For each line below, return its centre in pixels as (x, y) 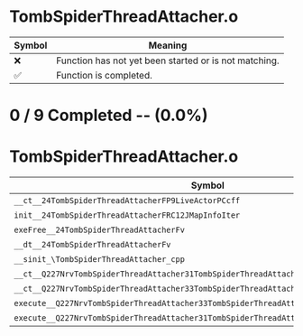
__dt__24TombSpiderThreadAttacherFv (92, 245)
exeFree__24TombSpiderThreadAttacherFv (99, 230)
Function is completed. (104, 75)
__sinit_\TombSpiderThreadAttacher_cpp (99, 260)
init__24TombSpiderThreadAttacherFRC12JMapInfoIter (127, 215)
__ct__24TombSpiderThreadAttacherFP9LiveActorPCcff (127, 201)
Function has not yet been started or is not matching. (167, 61)
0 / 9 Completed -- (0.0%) (109, 116)
